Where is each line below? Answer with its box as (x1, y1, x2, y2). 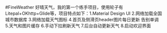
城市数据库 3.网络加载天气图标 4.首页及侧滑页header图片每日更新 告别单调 (5, 17, 159, 22)
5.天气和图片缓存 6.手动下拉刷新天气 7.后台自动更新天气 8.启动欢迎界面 (5, 23, 151, 29)
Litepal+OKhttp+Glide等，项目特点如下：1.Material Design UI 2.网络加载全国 (5, 10, 162, 16)
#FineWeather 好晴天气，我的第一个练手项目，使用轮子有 (5, 4, 123, 10)
